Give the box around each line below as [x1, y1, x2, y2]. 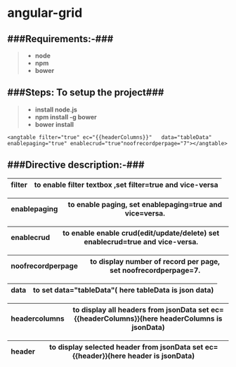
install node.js [34, 105, 77, 114]
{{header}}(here [72, 351, 126, 361]
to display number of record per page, [90, 256, 220, 266]
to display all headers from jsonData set [72, 305, 209, 314]
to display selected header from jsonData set [48, 342, 204, 352]
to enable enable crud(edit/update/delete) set [63, 228, 220, 238]
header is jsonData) [127, 351, 195, 361]
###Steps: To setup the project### [7, 86, 164, 99]
